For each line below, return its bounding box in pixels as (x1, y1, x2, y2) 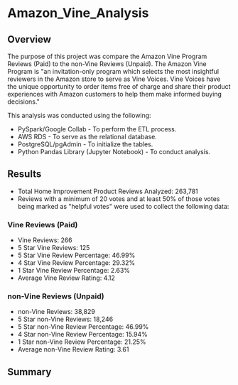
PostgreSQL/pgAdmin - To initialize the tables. (17, 140, 153, 148)
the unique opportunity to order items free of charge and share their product (7, 82, 231, 90)
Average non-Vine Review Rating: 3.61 (17, 345, 129, 354)
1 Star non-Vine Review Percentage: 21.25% (17, 337, 147, 346)
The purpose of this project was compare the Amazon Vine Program (7, 52, 207, 60)
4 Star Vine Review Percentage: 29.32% (17, 259, 136, 267)
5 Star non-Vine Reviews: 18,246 (17, 315, 114, 324)
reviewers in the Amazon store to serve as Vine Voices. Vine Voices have (7, 75, 221, 83)
